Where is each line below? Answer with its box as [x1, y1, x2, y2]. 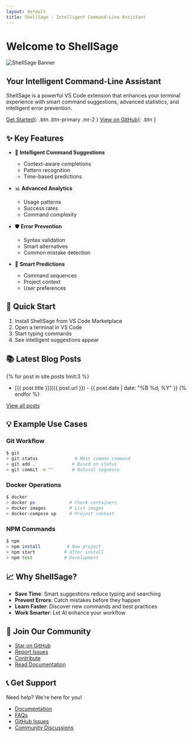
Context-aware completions [23, 160, 91, 167]
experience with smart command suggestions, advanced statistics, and [6, 98, 180, 105]
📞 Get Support [6, 678, 57, 688]
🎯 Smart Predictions [14, 261, 65, 268]
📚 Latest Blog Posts [6, 354, 81, 364]
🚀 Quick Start [6, 302, 56, 312]
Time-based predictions [23, 173, 82, 180]
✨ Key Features [6, 133, 64, 143]
